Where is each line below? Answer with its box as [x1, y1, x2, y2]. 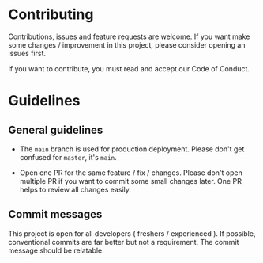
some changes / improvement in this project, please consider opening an [8, 40, 246, 49]
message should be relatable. [8, 246, 104, 255]
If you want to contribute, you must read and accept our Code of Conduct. [8, 63, 250, 73]
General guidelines [8, 123, 103, 136]
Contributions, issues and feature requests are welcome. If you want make [8, 32, 250, 41]
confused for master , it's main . [19, 152, 117, 162]
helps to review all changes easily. [19, 185, 132, 194]
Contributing [8, 6, 94, 24]
